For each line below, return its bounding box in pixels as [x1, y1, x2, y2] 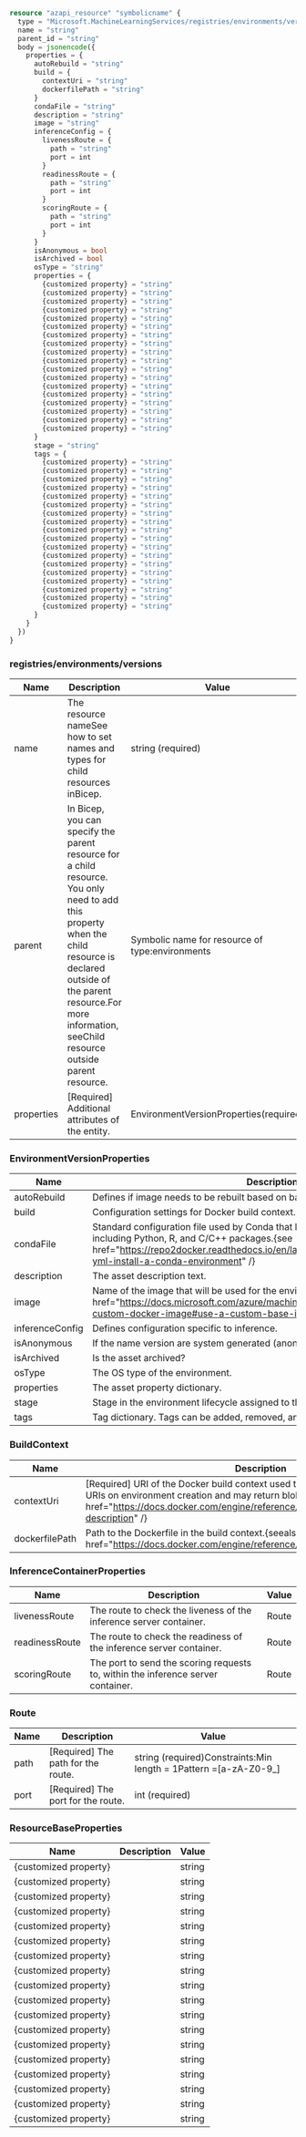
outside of [66, 973, 111, 986]
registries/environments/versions [9, 657, 162, 670]
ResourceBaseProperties [9, 1822, 123, 1834]
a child [66, 859, 96, 872]
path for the [48, 1757, 99, 1770]
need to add [66, 893, 119, 906]
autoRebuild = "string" [33, 59, 125, 68]
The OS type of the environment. [92, 1367, 232, 1379]
